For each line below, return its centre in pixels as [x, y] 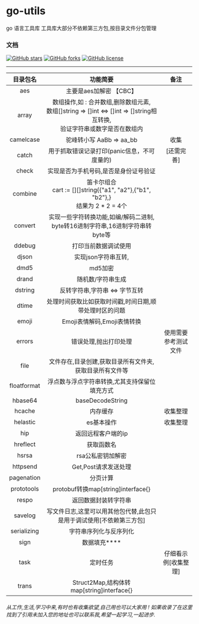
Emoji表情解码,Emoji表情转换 [102, 321]
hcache [25, 411]
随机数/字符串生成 [102, 279]
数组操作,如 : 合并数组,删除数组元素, [102, 102]
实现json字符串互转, [102, 257]
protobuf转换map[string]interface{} [101, 489]
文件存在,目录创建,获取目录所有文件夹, [102, 362]
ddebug [25, 246]
